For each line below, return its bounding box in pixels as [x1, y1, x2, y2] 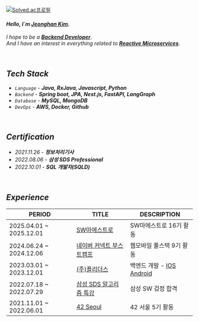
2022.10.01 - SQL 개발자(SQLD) [14, 163, 91, 171]
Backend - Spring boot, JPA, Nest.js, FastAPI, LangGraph [14, 91, 156, 98]
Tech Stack [6, 68, 49, 78]
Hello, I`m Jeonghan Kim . [6, 20, 70, 27]
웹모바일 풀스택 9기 [130, 241, 181, 250]
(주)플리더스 [76, 265, 108, 273]
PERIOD [28, 210, 52, 218]
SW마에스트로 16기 [130, 221, 182, 229]
